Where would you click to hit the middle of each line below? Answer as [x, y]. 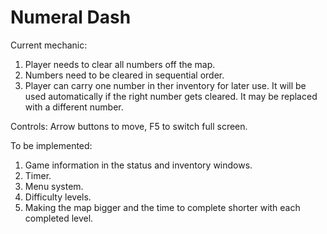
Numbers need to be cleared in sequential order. [124, 75]
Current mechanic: [49, 45]
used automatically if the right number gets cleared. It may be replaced [171, 96]
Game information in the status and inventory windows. [138, 165]
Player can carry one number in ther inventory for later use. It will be [165, 85]
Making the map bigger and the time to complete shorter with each [162, 207]
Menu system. [54, 186]
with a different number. [74, 107]
